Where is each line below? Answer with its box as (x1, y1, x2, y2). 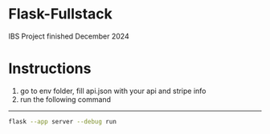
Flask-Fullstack (8, 5, 112, 23)
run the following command (19, 94, 111, 104)
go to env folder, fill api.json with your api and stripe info (19, 86, 207, 95)
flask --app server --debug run (8, 117, 117, 125)
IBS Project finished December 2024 (8, 31, 130, 41)
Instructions (8, 59, 92, 78)
